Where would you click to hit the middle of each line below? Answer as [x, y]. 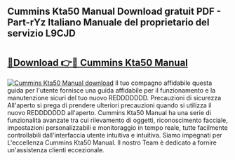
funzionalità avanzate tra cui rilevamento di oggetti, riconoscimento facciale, [117, 120]
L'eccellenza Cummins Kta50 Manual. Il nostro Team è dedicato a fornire [112, 142]
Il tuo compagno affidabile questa [164, 83]
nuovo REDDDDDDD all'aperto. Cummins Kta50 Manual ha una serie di [109, 113]
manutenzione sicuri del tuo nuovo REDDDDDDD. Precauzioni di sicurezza [114, 98]
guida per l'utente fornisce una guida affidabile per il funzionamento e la [112, 90]
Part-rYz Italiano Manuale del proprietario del [108, 23]
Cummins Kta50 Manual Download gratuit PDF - [114, 12]
